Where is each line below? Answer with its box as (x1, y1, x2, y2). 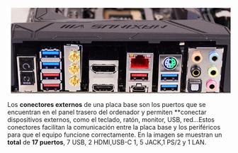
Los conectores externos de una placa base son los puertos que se (7, 101, 206, 109)
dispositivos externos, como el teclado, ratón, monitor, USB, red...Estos (7, 115, 215, 124)
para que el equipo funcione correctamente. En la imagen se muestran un (7, 130, 222, 139)
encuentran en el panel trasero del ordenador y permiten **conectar (7, 108, 207, 117)
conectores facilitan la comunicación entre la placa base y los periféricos (7, 123, 221, 132)
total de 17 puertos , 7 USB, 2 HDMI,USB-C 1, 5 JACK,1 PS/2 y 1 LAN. (7, 138, 207, 147)
